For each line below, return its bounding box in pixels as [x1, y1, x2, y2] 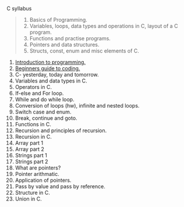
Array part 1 [15, 140, 43, 146]
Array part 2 [15, 146, 44, 153]
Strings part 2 [15, 158, 48, 165]
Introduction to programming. [15, 58, 86, 65]
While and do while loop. [15, 96, 75, 103]
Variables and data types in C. [15, 77, 87, 84]
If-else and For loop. [15, 90, 64, 96]
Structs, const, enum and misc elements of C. [29, 47, 139, 54]
